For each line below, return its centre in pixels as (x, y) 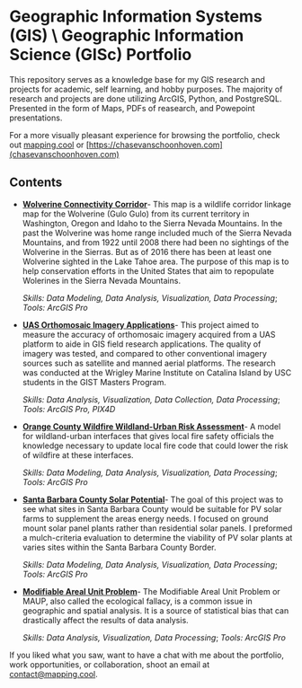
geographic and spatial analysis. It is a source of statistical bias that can (155, 610)
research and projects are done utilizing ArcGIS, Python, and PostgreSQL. (146, 98)
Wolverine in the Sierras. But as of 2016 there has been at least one (147, 251)
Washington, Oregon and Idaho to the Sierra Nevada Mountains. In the (152, 223)
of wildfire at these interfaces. (78, 454)
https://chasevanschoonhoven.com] (155, 145)
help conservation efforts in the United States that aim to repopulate (148, 270)
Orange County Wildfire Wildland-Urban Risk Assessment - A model (151, 426)
